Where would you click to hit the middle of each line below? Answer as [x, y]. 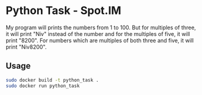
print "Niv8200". [26, 47]
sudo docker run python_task [43, 86]
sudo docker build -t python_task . [52, 80]
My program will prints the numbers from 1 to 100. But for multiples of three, [101, 27]
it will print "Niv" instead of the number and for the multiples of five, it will [98, 33]
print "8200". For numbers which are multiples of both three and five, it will [100, 40]
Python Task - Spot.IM [63, 11]
